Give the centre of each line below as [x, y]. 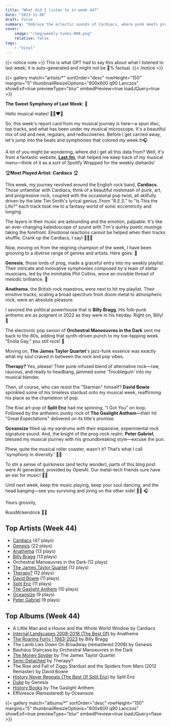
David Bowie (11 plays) [36, 578]
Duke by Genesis [30, 682]
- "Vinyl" [25, 48]
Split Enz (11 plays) [32, 584]
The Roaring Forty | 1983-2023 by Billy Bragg [60, 639]
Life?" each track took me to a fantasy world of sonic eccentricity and [78, 206]
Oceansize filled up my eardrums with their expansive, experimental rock [82, 428]
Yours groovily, [21, 502]
